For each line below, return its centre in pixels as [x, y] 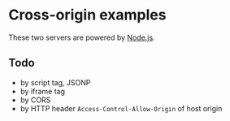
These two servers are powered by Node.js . [82, 37]
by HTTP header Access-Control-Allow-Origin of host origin [121, 108]
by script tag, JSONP [55, 82]
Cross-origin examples [87, 15]
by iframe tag [43, 91]
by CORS [35, 100]
